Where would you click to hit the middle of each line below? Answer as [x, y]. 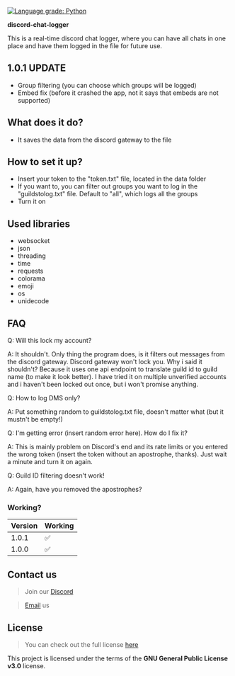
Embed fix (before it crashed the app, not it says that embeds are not [118, 93]
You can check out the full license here [81, 644]
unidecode [33, 301]
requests [30, 271]
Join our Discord [49, 592]
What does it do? [45, 123]
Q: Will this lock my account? [50, 341]
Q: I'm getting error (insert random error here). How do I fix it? [97, 433]
